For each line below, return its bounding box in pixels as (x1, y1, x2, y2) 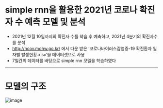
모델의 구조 (5, 81, 47, 92)
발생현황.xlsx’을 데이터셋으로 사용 (21, 51, 85, 57)
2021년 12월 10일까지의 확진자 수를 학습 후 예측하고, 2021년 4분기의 (12, 33, 141, 39)
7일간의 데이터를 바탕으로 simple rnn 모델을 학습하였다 (12, 58, 116, 63)
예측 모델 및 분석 (24, 16, 86, 28)
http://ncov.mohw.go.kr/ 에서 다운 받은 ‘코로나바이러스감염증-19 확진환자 (12, 46, 152, 51)
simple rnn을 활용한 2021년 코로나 (5, 4, 138, 15)
